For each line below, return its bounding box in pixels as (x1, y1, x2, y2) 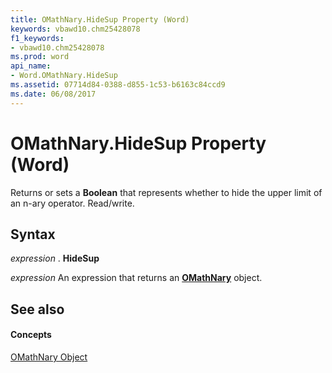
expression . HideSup (10, 252, 100, 265)
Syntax (10, 226, 56, 243)
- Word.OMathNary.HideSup (10, 71, 118, 81)
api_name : (10, 61, 52, 71)
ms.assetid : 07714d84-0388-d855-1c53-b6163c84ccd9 (10, 80, 226, 90)
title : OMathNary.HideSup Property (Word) (10, 14, 190, 25)
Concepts (10, 329, 52, 341)
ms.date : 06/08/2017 (10, 89, 97, 99)
